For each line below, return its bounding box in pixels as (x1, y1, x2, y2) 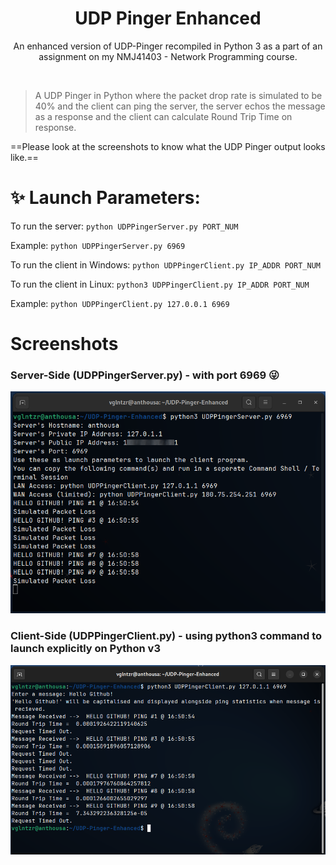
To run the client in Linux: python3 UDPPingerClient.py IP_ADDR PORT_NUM (10, 278, 310, 290)
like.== (10, 151, 39, 163)
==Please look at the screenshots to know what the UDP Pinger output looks (10, 140, 326, 152)
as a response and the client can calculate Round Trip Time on (34, 110, 293, 122)
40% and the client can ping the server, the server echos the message (34, 100, 326, 112)
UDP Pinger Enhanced (74, 7, 262, 30)
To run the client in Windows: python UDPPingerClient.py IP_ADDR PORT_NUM (10, 258, 321, 271)
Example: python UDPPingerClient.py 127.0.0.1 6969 (10, 297, 230, 309)
